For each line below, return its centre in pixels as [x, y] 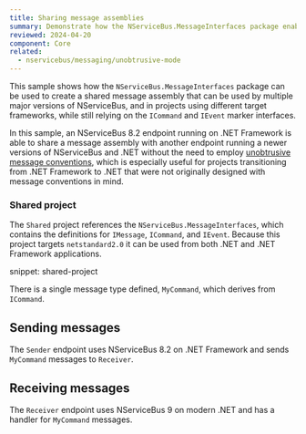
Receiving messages [70, 388]
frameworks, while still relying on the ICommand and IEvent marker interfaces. [153, 115]
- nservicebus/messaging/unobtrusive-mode [99, 60]
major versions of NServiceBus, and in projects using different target [138, 105]
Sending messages [65, 328]
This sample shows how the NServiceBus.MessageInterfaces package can [147, 86]
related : [26, 52]
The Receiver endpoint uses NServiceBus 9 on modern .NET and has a [142, 409]
